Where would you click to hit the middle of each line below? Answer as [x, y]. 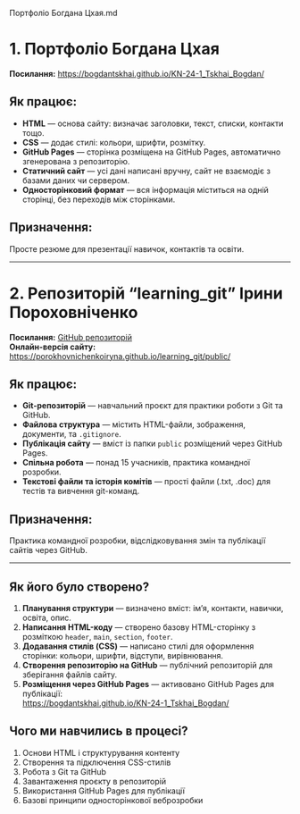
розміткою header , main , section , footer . [97, 636]
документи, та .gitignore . [72, 434]
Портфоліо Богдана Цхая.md [63, 13]
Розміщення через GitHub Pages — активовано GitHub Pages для [148, 684]
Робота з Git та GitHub [64, 771]
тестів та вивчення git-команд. [81, 491]
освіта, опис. [46, 617]
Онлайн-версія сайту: [53, 347]
